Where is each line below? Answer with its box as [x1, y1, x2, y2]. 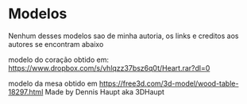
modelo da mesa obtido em [8, 79, 98, 88]
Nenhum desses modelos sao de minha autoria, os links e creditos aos [8, 31, 239, 40]
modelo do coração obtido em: [8, 55, 110, 64]
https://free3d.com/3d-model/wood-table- [98, 79, 239, 88]
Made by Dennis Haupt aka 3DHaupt [44, 87, 165, 96]
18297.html [8, 87, 44, 96]
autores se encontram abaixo [8, 39, 104, 48]
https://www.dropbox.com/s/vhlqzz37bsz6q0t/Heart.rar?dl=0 [8, 63, 210, 72]
